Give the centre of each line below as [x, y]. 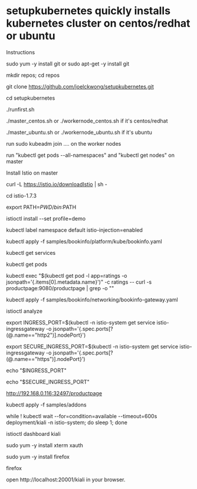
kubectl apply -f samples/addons [46, 405]
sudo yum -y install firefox [38, 457]
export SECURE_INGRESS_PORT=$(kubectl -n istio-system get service [92, 346]
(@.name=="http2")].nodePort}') [46, 335]
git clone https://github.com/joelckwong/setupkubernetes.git [80, 86]
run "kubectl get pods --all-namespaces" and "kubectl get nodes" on [91, 155]
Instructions [21, 52]
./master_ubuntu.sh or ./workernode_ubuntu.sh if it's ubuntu [79, 132]
